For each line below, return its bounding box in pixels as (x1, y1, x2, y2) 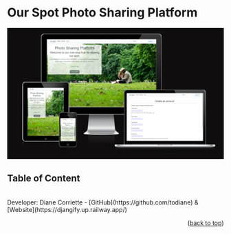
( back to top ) (187, 218, 224, 227)
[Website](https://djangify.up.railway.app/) (7, 205, 127, 213)
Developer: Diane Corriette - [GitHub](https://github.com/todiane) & (7, 198, 199, 207)
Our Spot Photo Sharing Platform (7, 5, 198, 21)
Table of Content (7, 173, 80, 185)
